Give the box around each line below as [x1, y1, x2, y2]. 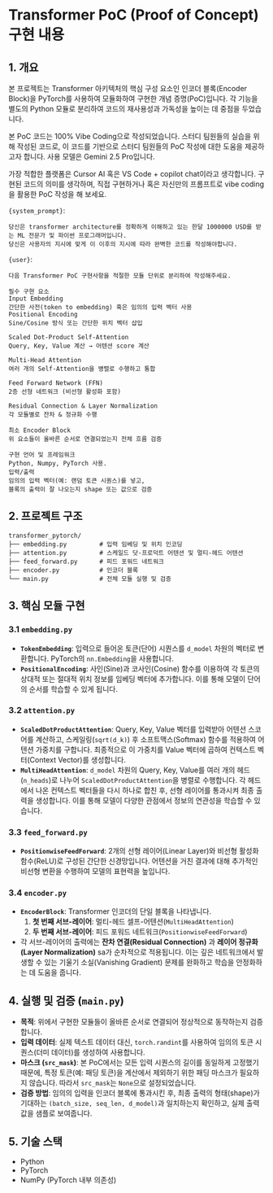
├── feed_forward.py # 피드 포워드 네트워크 [8, 557, 165, 566]
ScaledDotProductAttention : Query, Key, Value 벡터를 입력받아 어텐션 [19, 724, 246, 734]
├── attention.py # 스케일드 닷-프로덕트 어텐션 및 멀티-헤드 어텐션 [8, 548, 244, 557]
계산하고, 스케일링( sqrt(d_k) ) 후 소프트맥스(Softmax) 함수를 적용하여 [35, 734, 256, 744]
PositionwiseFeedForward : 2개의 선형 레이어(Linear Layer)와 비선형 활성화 [19, 846, 259, 856]
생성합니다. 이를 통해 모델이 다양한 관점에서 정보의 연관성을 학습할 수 [35, 795, 253, 805]
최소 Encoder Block [8, 426, 71, 435]
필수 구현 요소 [8, 287, 50, 295]
